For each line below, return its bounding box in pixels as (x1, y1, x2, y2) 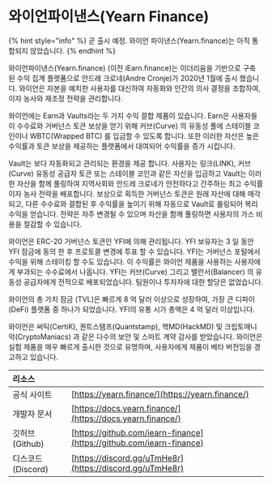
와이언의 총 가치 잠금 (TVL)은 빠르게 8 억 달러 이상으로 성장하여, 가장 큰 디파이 (8, 294, 256, 304)
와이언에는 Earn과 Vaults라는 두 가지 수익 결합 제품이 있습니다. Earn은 (8, 110, 230, 120)
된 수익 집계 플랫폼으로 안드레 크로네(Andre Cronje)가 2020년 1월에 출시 (8, 73, 238, 83)
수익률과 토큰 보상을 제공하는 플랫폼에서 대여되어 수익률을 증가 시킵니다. (8, 141, 236, 151)
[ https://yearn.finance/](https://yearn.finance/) (70, 388, 249, 400)
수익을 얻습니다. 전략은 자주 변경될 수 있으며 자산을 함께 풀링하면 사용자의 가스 (8, 208, 255, 219)
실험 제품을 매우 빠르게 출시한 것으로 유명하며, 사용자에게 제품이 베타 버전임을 (8, 341, 253, 351)
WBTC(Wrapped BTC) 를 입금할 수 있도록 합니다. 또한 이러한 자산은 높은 (29, 131, 260, 140)
